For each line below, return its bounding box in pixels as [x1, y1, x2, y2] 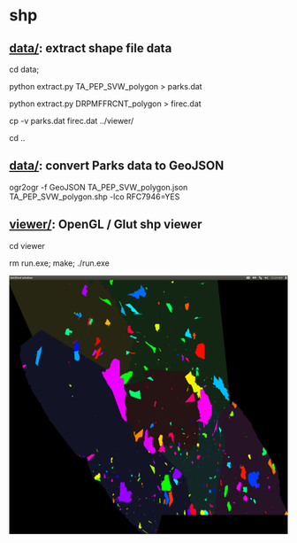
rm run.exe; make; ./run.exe [9, 258, 110, 268]
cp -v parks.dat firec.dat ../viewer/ [9, 116, 134, 126]
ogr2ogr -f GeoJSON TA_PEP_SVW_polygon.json [9, 182, 188, 192]
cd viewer [9, 240, 46, 251]
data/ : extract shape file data [9, 41, 172, 56]
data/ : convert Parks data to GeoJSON [9, 159, 225, 174]
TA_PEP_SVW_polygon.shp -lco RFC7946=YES [9, 191, 180, 202]
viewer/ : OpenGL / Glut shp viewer [9, 217, 202, 232]
